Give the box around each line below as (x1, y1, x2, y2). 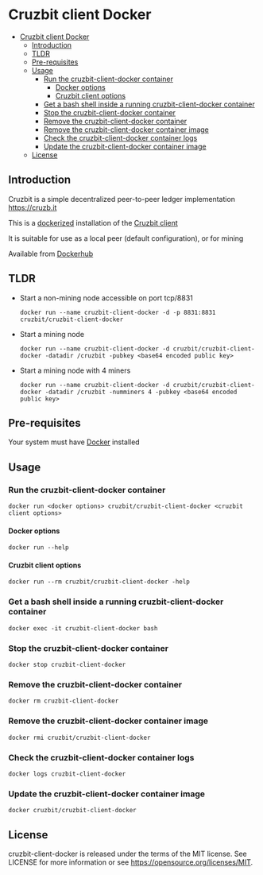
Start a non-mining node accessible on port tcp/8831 (19, 292, 193, 303)
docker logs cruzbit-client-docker (8, 769, 126, 778)
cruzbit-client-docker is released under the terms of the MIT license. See (8, 849, 248, 859)
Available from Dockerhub (8, 249, 94, 258)
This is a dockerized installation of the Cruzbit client (8, 218, 179, 227)
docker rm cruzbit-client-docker (8, 697, 119, 705)
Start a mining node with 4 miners (19, 366, 131, 375)
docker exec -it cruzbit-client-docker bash (8, 624, 158, 633)
